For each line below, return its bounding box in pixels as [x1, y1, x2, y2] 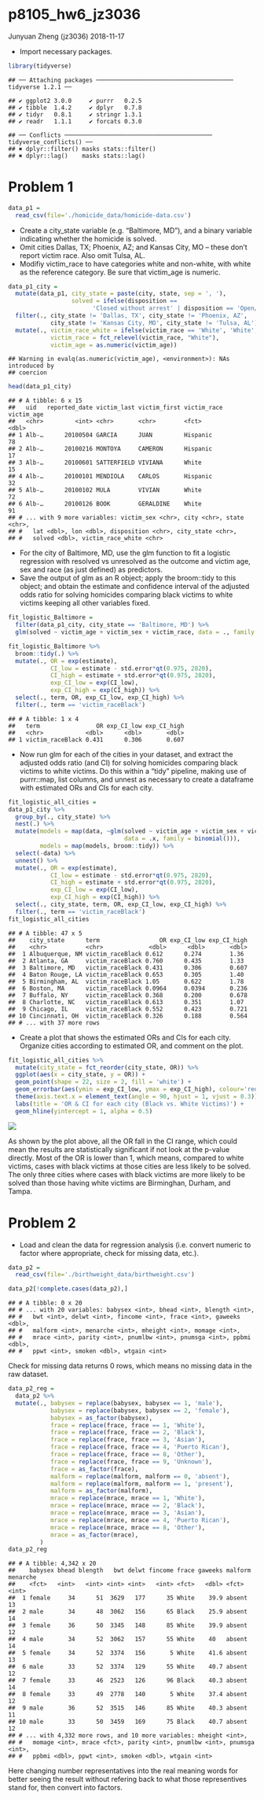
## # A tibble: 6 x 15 [8, 397, 82, 405]
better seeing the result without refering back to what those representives [8, 1775, 247, 1784]
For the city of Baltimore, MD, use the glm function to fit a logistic [19, 548, 231, 558]
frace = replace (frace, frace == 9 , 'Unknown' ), [49, 1457, 213, 1466]
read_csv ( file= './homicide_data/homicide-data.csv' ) [15, 211, 192, 219]
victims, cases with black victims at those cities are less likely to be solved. [8, 1161, 251, 1171]
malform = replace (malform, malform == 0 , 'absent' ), [49, 1472, 230, 1480]
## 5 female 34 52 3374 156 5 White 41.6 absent [8, 1649, 247, 1657]
